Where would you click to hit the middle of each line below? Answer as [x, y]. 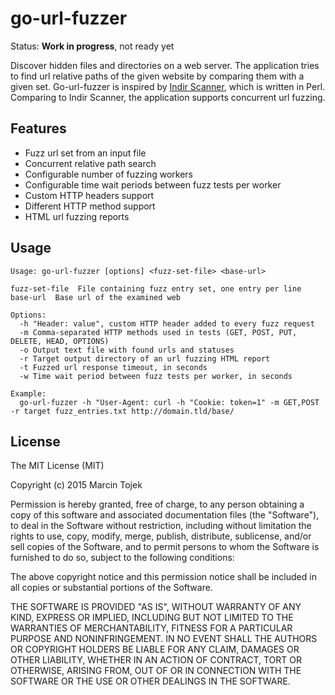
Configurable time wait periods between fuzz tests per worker [153, 184]
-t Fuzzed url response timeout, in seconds [113, 367]
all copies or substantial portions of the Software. [111, 588]
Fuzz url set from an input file [85, 153]
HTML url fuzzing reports [77, 216]
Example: [28, 393]
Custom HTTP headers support [89, 195]
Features [38, 128]
